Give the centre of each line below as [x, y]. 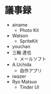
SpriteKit [29, 41]
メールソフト [33, 58]
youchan [21, 46]
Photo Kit [29, 30]
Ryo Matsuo [24, 81]
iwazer [19, 76]
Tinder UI [29, 87]
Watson [20, 36]
